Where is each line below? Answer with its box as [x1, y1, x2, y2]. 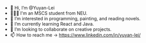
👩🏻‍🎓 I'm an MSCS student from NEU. [10, 10, 87, 16]
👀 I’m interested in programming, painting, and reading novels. [10, 16, 141, 21]
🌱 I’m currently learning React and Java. [10, 21, 94, 27]
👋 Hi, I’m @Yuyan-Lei [10, 5, 55, 11]
